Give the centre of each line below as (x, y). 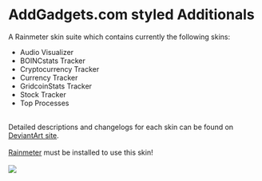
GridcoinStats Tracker (56, 86)
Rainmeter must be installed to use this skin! (81, 152)
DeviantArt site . (34, 135)
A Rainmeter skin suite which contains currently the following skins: (119, 37)
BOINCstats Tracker (53, 61)
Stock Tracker (43, 94)
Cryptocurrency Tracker (60, 69)
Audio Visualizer (47, 52)
